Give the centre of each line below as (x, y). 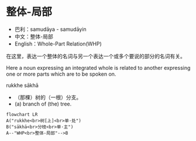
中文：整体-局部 (34, 36)
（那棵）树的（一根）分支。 (48, 97)
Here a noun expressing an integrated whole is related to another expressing (98, 68)
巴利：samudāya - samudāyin (50, 29)
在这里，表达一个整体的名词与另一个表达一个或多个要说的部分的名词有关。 (96, 56)
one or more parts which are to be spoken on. (61, 74)
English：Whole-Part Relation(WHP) (58, 44)
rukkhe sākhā (23, 85)
